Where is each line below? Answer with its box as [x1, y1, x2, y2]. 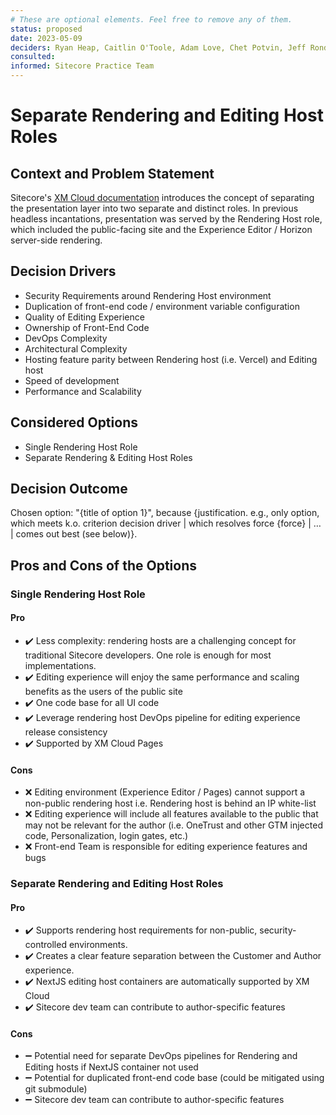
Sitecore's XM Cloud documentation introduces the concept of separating [10, 192, 315, 203]
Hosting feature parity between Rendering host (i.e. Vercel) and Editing [24, 353, 318, 365]
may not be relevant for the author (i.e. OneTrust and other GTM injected [24, 819, 323, 831]
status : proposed [10, 24, 83, 34]
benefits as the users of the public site [24, 685, 183, 697]
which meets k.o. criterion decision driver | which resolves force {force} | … [10, 517, 322, 530]
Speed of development [24, 374, 120, 386]
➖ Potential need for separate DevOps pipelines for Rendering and [24, 1050, 298, 1062]
